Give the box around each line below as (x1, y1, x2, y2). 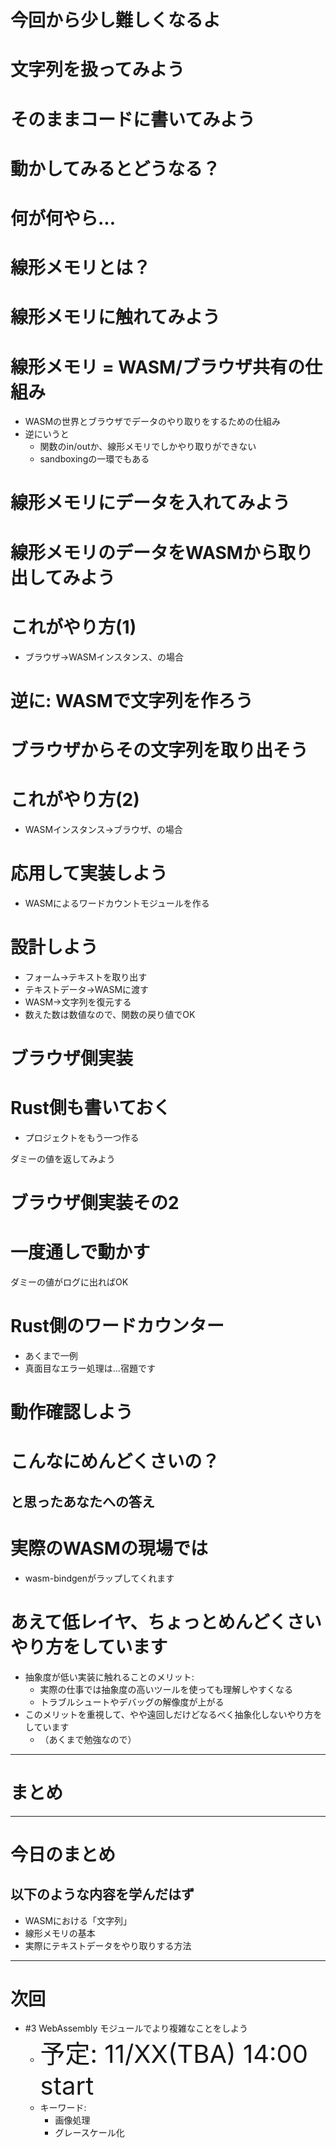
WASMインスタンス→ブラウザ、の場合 (24, 823, 183, 835)
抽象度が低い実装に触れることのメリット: (24, 1671, 195, 1683)
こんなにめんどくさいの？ (10, 1451, 220, 1473)
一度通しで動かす (10, 1241, 151, 1264)
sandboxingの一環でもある (39, 453, 150, 465)
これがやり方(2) (10, 789, 140, 811)
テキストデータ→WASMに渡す (24, 983, 150, 995)
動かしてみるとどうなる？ (10, 157, 221, 180)
